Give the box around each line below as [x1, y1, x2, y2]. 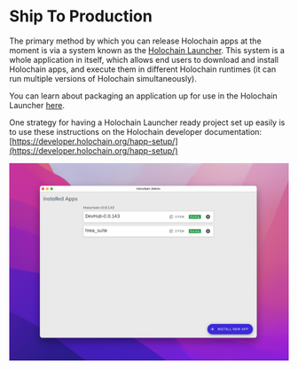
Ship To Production [9, 6, 153, 27]
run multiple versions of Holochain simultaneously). [9, 73, 197, 83]
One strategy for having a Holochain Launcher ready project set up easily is [9, 117, 286, 128]
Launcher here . [9, 99, 65, 110]
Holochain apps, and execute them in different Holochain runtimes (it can [9, 64, 277, 75]
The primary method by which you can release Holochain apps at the [9, 35, 262, 46]
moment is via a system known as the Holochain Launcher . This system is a [9, 44, 286, 55]
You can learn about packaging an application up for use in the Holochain [9, 91, 278, 101]
